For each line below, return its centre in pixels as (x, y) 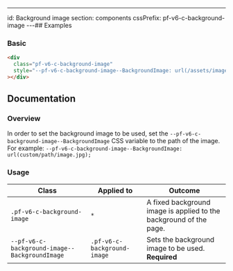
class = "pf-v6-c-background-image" (63, 64)
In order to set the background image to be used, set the (88, 133)
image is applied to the (183, 211)
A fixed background (179, 202)
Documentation (42, 99)
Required (162, 256)
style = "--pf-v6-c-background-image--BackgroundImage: (93, 71)
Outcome (184, 190)
